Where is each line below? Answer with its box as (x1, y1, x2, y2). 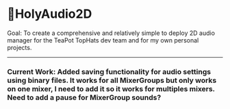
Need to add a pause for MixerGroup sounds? (7, 93, 162, 102)
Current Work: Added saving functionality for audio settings (7, 66, 211, 76)
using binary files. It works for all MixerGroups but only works (7, 75, 217, 85)
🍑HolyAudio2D (7, 6, 92, 22)
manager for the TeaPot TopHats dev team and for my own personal (7, 36, 199, 44)
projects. (7, 43, 32, 51)
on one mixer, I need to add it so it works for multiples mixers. (7, 84, 216, 93)
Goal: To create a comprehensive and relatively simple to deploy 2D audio (7, 29, 216, 37)
